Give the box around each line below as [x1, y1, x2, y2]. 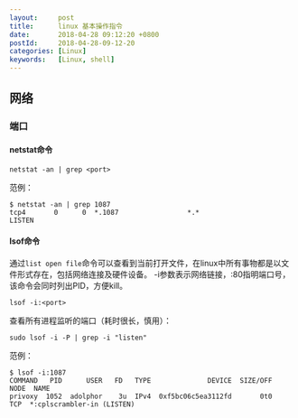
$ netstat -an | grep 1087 [9, 200, 111, 209]
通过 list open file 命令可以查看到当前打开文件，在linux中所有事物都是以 [9, 257, 282, 268]
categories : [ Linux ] [9, 47, 88, 56]
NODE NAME [9, 384, 51, 393]
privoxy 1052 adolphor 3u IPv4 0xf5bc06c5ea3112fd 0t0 [9, 392, 273, 401]
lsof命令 [9, 236, 41, 246]
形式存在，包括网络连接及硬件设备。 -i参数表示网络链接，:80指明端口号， [16, 268, 291, 280]
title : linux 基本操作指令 [9, 22, 124, 31]
